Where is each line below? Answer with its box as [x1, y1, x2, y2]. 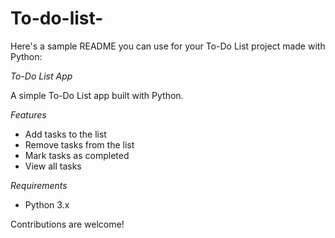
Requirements [10, 179, 68, 191]
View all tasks [24, 160, 82, 172]
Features [10, 108, 47, 121]
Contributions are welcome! [10, 218, 125, 230]
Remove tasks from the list [24, 138, 135, 151]
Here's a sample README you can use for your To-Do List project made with [10, 40, 326, 52]
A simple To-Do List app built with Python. [10, 89, 184, 101]
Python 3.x [24, 198, 70, 211]
